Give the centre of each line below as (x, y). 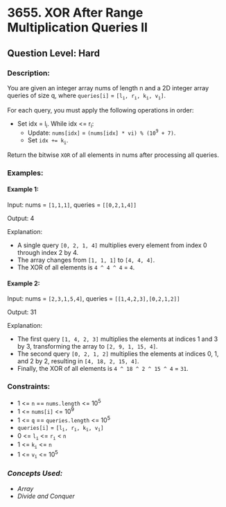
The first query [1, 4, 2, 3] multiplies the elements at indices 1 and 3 (118, 339)
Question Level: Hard (54, 53)
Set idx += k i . (48, 141)
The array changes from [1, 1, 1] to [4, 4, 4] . (86, 260)
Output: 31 (22, 312)
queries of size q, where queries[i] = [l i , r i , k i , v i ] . (87, 96)
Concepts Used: (35, 474)
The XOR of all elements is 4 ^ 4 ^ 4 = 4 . (76, 267)
